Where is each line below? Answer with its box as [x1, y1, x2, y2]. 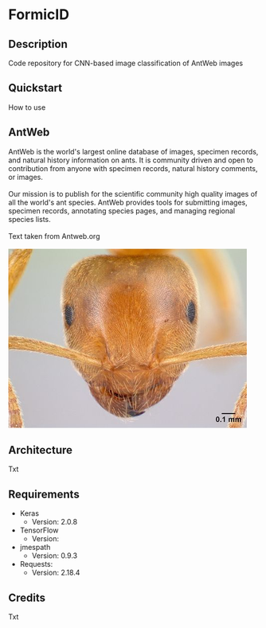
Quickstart [8, 81, 63, 95]
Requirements [8, 487, 80, 501]
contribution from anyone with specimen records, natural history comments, [8, 163, 258, 173]
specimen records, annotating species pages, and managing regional [8, 205, 236, 216]
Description [8, 37, 68, 51]
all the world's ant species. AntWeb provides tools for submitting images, [8, 197, 248, 207]
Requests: [19, 560, 53, 569]
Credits [8, 591, 46, 604]
